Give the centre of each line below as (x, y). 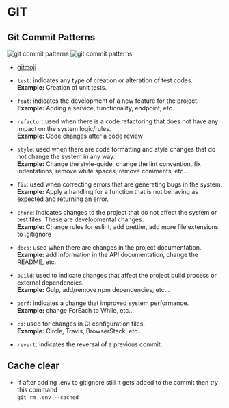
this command (37, 389)
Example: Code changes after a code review (80, 136)
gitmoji (26, 67)
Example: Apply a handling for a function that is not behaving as (107, 192)
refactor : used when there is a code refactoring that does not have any (118, 121)
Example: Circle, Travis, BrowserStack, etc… (80, 331)
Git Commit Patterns (51, 37)
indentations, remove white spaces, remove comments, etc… (103, 171)
